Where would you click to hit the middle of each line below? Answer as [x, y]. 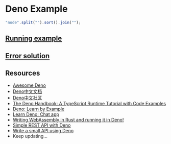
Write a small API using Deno [43, 131]
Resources [23, 73]
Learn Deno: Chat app [36, 114]
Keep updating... [30, 136]
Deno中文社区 [27, 98]
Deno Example [36, 9]
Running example [34, 39]
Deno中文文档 [27, 91]
